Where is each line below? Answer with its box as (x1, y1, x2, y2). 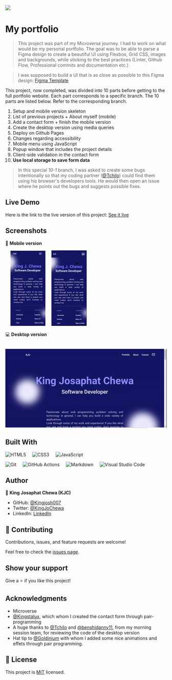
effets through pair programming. (12, 640, 83, 647)
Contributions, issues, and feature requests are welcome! (5, 539, 126, 545)
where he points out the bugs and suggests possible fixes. (17, 183, 142, 189)
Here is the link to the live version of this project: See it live (5, 211, 129, 217)
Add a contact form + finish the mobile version (12, 119, 111, 125)
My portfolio (5, 24, 59, 35)
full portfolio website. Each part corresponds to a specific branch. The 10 (5, 93, 159, 99)
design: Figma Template (17, 77, 69, 83)
